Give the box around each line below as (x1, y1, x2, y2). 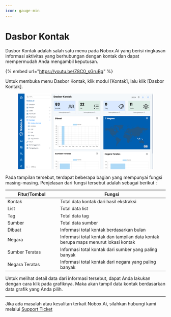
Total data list (60, 206, 88, 212)
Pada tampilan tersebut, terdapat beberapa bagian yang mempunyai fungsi (5, 174, 163, 180)
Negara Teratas (7, 262, 40, 268)
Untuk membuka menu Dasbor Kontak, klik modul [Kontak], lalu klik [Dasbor (5, 78, 164, 84)
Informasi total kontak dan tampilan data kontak (60, 234, 159, 240)
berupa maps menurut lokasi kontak (60, 239, 135, 245)
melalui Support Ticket (5, 306, 53, 312)
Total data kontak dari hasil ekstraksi (60, 199, 136, 205)
